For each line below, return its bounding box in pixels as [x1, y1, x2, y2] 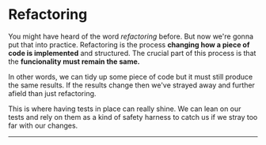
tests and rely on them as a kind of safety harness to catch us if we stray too [8, 112, 258, 121]
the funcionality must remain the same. [8, 57, 140, 66]
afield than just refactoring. [8, 88, 97, 98]
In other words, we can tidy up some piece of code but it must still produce [8, 72, 253, 81]
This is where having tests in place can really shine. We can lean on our [8, 104, 241, 113]
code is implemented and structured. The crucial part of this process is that [8, 48, 256, 58]
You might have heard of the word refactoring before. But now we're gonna [8, 32, 254, 41]
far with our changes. [8, 121, 78, 130]
